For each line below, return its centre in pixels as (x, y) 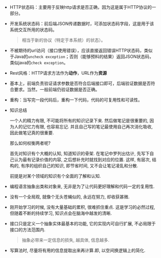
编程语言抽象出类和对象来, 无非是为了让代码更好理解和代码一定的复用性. (82, 186)
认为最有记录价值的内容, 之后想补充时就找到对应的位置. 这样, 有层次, (82, 159)
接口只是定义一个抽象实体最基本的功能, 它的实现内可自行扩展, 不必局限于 (83, 224)
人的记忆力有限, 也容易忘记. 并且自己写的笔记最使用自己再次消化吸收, (83, 127)
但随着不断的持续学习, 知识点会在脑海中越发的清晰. (61, 213)
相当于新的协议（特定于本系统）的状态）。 (64, 40)
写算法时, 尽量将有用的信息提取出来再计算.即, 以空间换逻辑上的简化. (77, 250)
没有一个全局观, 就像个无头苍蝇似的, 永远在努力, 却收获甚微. (70, 197)
